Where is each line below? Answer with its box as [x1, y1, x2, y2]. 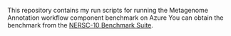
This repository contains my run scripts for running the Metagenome [7, 6, 209, 14]
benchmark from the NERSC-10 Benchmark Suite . [7, 21, 153, 29]
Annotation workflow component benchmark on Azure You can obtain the [7, 13, 224, 22]
